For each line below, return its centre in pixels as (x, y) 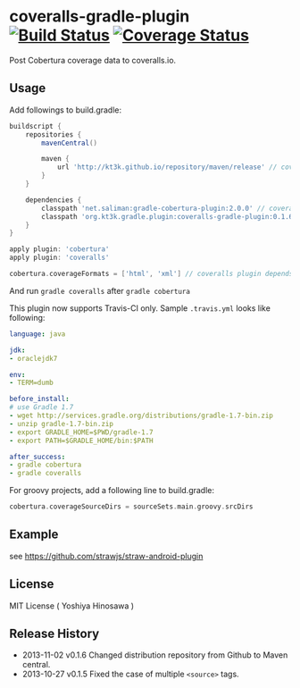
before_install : (39, 399)
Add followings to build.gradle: (66, 110)
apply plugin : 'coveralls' (59, 258)
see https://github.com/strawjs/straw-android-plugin (106, 556)
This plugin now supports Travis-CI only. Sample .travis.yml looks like (140, 308)
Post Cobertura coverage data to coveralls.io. (93, 60)
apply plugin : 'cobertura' (59, 249)
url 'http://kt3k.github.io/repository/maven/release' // (167, 167)
